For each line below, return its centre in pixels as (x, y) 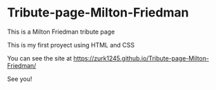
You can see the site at (40, 58)
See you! (20, 79)
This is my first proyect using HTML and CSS (71, 45)
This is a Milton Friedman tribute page (61, 32)
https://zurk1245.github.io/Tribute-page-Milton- (141, 58)
